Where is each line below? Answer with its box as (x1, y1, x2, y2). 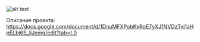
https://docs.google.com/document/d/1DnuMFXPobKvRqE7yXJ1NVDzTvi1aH (6, 23, 194, 30)
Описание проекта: (6, 17, 55, 23)
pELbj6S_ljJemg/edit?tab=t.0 (6, 29, 77, 36)
